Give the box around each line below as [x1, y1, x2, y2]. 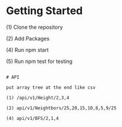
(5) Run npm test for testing [6, 58, 73, 65]
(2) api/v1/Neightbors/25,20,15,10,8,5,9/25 [6, 105, 117, 111]
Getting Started [6, 4, 83, 18]
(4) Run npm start [6, 46, 49, 54]
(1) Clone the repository [6, 24, 63, 31]
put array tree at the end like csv [6, 84, 96, 91]
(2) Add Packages [6, 35, 50, 42]
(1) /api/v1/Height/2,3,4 [6, 95, 69, 101]
